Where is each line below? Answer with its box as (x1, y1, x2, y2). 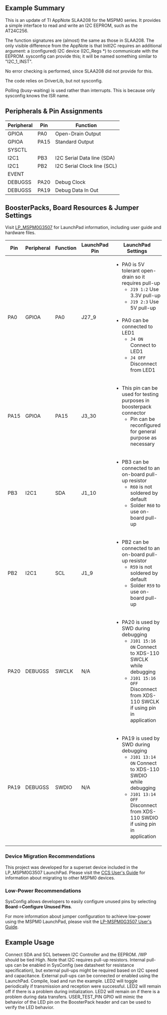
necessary (130, 441, 155, 448)
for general (130, 428, 156, 435)
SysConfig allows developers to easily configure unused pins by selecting (5, 899, 157, 905)
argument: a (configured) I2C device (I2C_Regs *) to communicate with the (5, 48, 159, 54)
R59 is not (130, 563, 153, 570)
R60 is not (130, 483, 153, 490)
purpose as (130, 434, 157, 441)
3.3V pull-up (130, 292, 161, 299)
